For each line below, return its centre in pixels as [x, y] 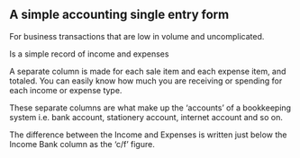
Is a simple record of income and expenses [89, 54]
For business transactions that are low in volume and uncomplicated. [137, 36]
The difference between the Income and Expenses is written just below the [148, 135]
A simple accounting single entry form [119, 15]
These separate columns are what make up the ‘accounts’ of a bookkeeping [150, 108]
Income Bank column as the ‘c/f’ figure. [82, 144]
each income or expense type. [66, 90]
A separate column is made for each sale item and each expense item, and [148, 71]
